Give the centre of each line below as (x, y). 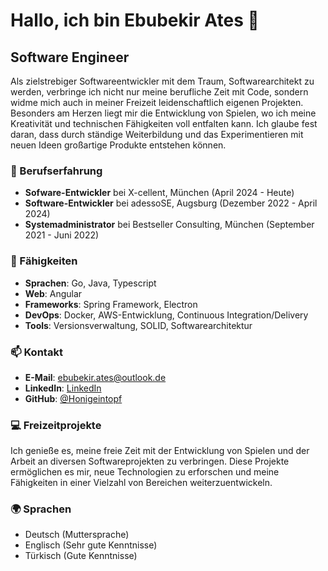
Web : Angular (53, 293)
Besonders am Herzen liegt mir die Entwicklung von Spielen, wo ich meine (163, 113)
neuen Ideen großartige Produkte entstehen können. (118, 145)
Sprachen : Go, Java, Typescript (90, 283)
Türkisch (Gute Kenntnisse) (81, 556)
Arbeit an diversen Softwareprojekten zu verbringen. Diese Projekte (150, 461)
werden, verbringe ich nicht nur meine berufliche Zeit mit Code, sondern (159, 92)
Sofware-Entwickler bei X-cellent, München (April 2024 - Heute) (159, 193)
